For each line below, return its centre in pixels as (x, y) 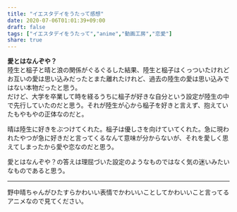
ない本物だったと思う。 (47, 88)
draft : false (26, 27)
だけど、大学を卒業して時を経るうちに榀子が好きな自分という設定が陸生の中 (118, 97)
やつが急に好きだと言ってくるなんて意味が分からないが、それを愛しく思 (124, 138)
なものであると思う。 (38, 171)
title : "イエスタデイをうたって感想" (56, 14)
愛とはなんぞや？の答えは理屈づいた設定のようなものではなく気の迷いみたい (119, 162)
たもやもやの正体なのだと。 (48, 114)
